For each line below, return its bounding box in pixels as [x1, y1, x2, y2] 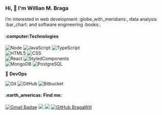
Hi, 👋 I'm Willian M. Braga [5, 5, 69, 12]
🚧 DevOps [5, 71, 27, 77]
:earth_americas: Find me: [5, 92, 62, 98]
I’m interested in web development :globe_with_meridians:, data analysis [5, 16, 157, 22]
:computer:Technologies [5, 33, 59, 39]
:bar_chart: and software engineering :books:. [5, 21, 101, 27]
